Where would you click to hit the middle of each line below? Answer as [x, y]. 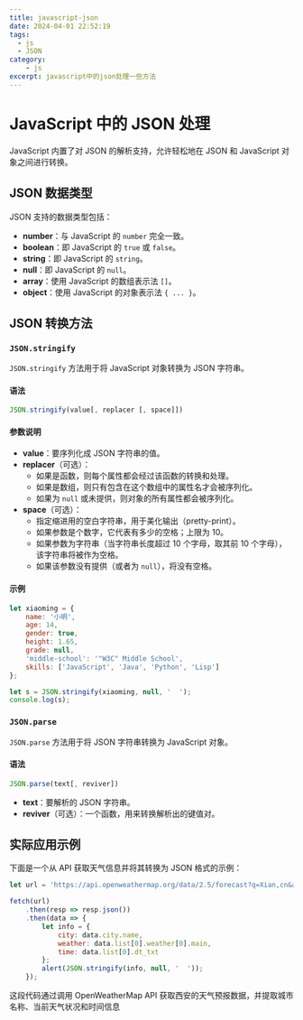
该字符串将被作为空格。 [79, 555]
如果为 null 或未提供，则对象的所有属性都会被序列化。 [137, 498]
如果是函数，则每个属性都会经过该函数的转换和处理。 [135, 476]
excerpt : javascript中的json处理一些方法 [83, 77]
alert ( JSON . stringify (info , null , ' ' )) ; [123, 969]
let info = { [66, 926]
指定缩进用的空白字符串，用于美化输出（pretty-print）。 [138, 521]
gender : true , [52, 634]
